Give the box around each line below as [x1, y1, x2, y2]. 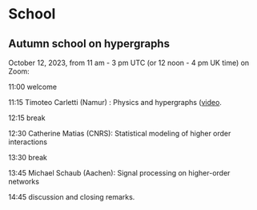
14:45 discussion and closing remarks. [8, 192, 135, 201]
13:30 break [8, 153, 48, 162]
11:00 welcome [8, 82, 58, 91]
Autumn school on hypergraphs [8, 37, 171, 50]
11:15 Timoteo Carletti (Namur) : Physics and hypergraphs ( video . [8, 98, 223, 107]
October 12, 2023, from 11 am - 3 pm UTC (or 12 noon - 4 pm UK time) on [8, 58, 250, 67]
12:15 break [8, 113, 46, 123]
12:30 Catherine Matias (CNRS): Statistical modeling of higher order [8, 129, 231, 138]
